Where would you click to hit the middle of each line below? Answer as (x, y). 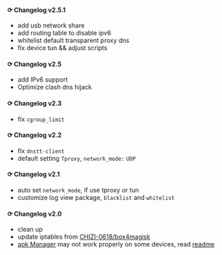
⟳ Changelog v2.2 (34, 135)
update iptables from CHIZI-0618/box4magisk (84, 237)
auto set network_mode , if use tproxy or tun (78, 190)
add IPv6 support (43, 80)
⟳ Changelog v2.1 (34, 174)
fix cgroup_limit (41, 119)
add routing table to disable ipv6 (64, 33)
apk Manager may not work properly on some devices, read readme (116, 244)
